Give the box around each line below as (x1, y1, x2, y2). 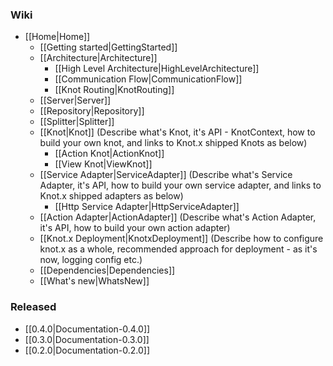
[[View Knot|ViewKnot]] (54, 158, 153, 170)
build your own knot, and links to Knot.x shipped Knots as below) (39, 137, 308, 149)
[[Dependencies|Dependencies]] (39, 264, 176, 277)
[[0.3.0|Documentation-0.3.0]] (24, 333, 150, 345)
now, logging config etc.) (39, 254, 143, 266)
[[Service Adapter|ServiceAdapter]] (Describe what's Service (39, 169, 293, 181)
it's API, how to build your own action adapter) (39, 222, 231, 234)
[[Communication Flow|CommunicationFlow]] (54, 73, 243, 85)
